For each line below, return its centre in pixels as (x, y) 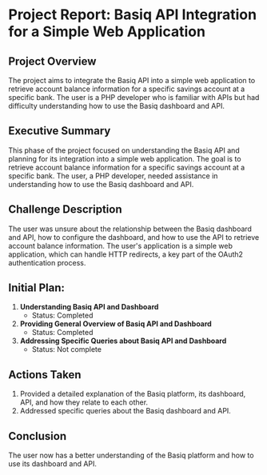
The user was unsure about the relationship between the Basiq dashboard (130, 229)
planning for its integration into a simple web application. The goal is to (125, 158)
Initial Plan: (37, 288)
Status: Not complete (67, 349)
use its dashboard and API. (53, 464)
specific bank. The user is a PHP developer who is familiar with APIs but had (134, 97)
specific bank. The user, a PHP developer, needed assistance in (113, 176)
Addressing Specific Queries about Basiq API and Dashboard (123, 341)
